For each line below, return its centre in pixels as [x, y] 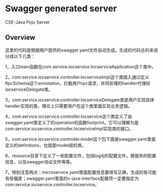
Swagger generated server [61, 9]
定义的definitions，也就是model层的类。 [46, 145]
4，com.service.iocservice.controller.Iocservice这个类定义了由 [69, 116]
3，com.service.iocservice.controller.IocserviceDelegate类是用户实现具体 [80, 100]
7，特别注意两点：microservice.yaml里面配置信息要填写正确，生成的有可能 [81, 172]
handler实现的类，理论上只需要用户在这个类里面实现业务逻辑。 [69, 106]
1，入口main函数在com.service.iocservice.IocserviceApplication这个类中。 [81, 66]
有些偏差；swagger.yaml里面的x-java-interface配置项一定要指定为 [72, 178]
